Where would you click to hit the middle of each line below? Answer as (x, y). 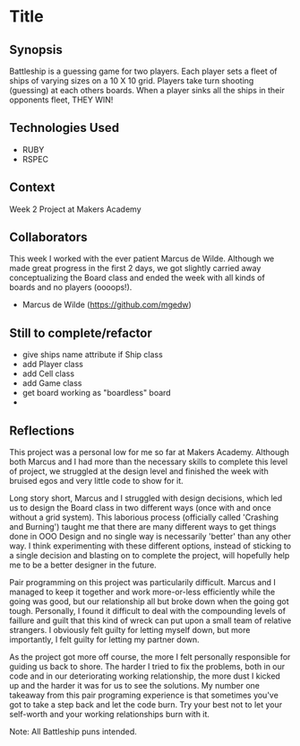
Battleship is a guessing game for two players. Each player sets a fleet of (143, 71)
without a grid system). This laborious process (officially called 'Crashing (144, 517)
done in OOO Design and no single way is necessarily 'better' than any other (150, 537)
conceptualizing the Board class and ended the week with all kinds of (137, 278)
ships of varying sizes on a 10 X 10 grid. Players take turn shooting (132, 81)
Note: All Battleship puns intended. (73, 732)
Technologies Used (64, 128)
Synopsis (36, 50)
